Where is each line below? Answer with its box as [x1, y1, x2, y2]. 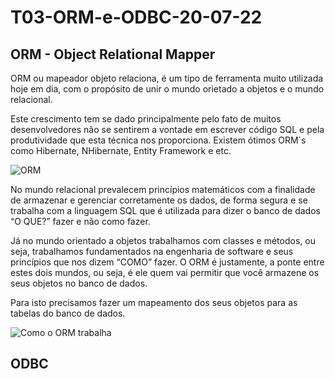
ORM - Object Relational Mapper [10, 46, 216, 63]
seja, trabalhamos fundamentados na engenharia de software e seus [10, 246, 294, 257]
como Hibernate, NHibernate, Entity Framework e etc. [10, 145, 232, 156]
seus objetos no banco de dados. [10, 277, 148, 289]
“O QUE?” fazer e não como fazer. [10, 216, 151, 227]
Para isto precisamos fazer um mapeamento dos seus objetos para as [10, 297, 298, 308]
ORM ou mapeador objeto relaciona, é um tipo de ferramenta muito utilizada [10, 72, 324, 84]
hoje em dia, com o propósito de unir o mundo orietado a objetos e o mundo [10, 83, 325, 95]
